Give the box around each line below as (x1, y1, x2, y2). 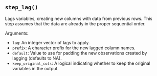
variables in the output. (12, 65, 59, 71)
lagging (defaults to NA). (12, 55, 62, 61)
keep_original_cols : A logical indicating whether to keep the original (12, 60, 151, 66)
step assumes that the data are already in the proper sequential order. (5, 20, 146, 26)
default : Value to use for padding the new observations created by (12, 50, 147, 56)
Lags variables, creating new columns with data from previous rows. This (5, 16, 153, 21)
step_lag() (5, 4, 38, 11)
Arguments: (5, 30, 29, 36)
